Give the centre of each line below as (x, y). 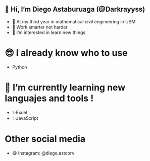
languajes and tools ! (49, 98)
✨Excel (19, 112)
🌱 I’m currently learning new (65, 87)
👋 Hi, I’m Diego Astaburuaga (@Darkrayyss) (75, 9)
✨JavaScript (25, 118)
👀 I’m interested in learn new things (49, 32)
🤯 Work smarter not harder (40, 27)
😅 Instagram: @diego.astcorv (43, 153)
